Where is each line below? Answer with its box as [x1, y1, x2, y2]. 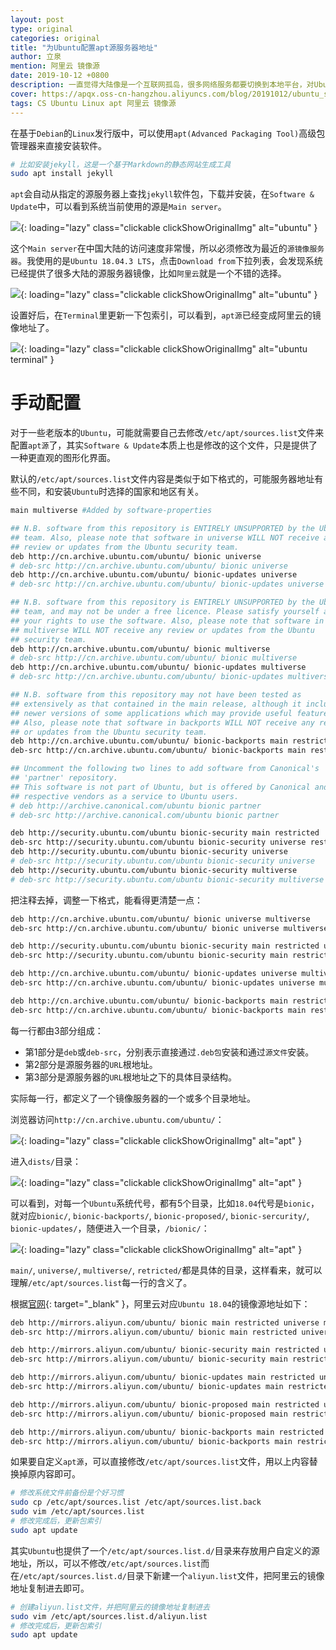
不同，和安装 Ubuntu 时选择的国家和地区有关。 [18, 486, 204, 498]
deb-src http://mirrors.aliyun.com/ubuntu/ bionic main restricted [10, 1327, 298, 1337]
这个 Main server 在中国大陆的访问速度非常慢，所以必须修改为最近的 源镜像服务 [10, 242, 325, 255]
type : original [10, 24, 74, 34]
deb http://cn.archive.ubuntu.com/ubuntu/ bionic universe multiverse [10, 914, 311, 924]
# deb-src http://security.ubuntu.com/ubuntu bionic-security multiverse [10, 874, 325, 885]
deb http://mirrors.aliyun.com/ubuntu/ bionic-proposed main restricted [10, 1399, 320, 1410]
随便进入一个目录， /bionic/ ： [86, 1222, 210, 1234]
